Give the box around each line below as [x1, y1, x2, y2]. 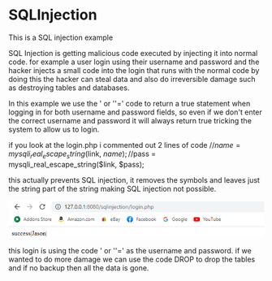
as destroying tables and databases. [8, 83, 130, 93]
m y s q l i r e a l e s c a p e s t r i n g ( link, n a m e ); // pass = [8, 149, 157, 160]
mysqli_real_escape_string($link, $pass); [8, 159, 145, 169]
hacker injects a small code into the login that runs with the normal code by [8, 65, 260, 75]
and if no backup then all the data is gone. [8, 263, 149, 273]
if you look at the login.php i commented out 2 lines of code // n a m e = [8, 140, 241, 149]
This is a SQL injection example [8, 32, 114, 42]
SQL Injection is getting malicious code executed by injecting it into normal [8, 48, 258, 58]
